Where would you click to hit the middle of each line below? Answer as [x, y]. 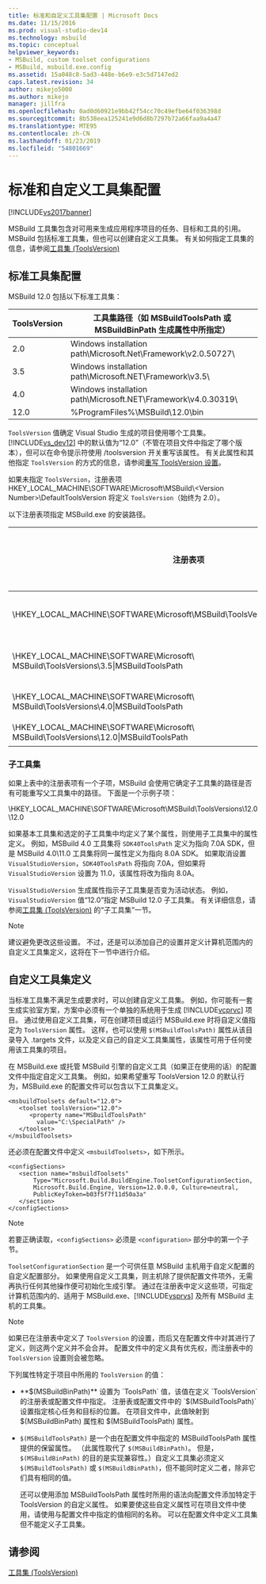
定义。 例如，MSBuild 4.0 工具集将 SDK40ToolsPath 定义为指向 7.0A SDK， [128, 844]
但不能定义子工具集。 [54, 1525]
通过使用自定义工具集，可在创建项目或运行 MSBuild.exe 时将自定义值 [136, 1020]
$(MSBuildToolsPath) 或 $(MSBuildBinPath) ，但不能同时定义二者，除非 [134, 1468]
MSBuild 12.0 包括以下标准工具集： [65, 297]
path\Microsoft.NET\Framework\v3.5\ [140, 377]
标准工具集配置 [45, 275]
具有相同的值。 [51, 1478]
